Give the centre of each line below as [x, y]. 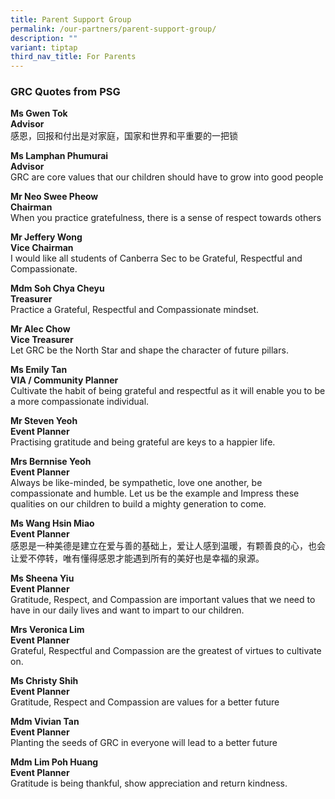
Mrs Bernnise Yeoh [51, 462]
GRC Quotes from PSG [65, 92]
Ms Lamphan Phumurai [59, 156]
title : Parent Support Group [71, 19]
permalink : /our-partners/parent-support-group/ [113, 29]
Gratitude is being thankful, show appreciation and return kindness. [149, 783]
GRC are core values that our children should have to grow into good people [167, 177]
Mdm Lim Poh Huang [54, 762]
